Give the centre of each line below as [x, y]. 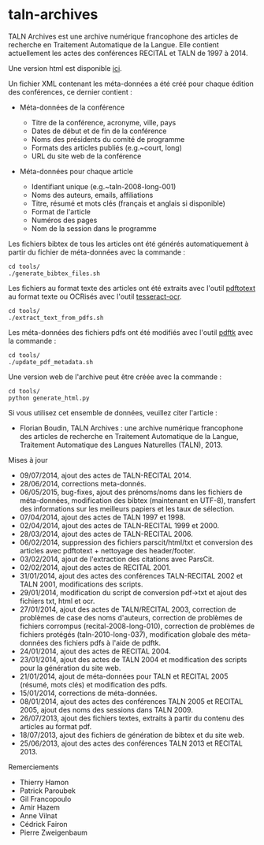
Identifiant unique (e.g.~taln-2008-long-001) [104, 186]
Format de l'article [61, 211]
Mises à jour [28, 460]
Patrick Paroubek [48, 791]
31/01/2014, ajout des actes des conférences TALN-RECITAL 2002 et [131, 575]
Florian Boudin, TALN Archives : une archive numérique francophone [131, 428]
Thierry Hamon [44, 782]
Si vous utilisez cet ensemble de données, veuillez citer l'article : [113, 412]
